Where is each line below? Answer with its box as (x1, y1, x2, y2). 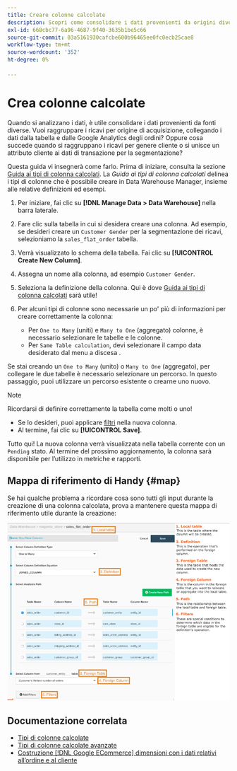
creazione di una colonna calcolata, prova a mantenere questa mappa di (7, 501, 217, 509)
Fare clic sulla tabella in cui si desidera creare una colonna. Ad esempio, (17, 219, 228, 228)
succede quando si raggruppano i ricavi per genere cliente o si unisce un (7, 141, 220, 149)
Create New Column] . (17, 255, 83, 265)
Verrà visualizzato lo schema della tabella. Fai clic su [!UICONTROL (17, 248, 214, 257)
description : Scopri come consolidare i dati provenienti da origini (7, 18, 217, 26)
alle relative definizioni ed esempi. (7, 185, 107, 193)
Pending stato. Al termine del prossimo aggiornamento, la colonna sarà (7, 446, 212, 456)
